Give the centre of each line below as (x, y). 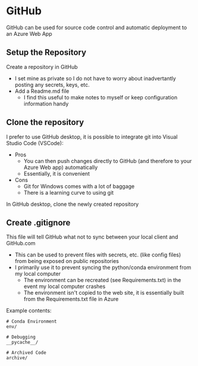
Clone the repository (45, 122)
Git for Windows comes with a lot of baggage (79, 186)
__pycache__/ (22, 342)
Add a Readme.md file (42, 91)
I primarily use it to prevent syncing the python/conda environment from (103, 268)
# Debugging (21, 337)
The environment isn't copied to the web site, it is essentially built (104, 293)
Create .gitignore (38, 222)
